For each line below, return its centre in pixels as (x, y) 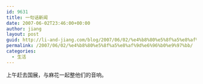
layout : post (23, 34)
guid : (13, 40)
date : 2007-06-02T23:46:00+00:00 (48, 23)
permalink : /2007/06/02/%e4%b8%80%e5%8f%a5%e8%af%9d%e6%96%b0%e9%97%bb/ (100, 46)
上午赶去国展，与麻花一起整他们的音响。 (56, 75)
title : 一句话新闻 (27, 18)
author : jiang (24, 29)
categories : (21, 51)
